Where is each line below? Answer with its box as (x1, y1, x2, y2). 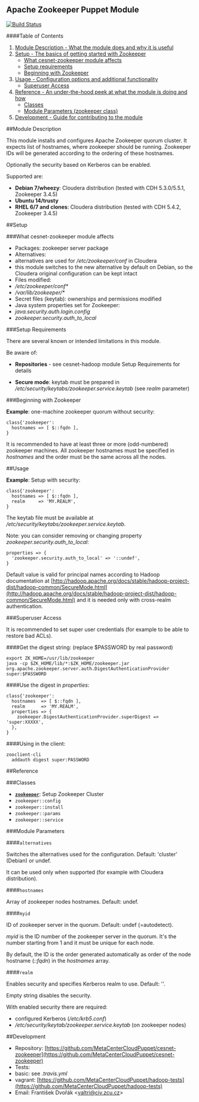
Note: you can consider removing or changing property (6, 532, 142, 539)
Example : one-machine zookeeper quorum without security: (6, 408, 155, 415)
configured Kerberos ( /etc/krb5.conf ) (14, 1015, 107, 1022)
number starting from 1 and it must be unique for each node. (6, 939, 155, 946)
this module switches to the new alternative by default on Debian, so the (14, 263, 193, 271)
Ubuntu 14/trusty (14, 197, 59, 204)
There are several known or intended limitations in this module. (6, 337, 161, 344)
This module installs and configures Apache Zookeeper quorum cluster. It (6, 137, 187, 144)
